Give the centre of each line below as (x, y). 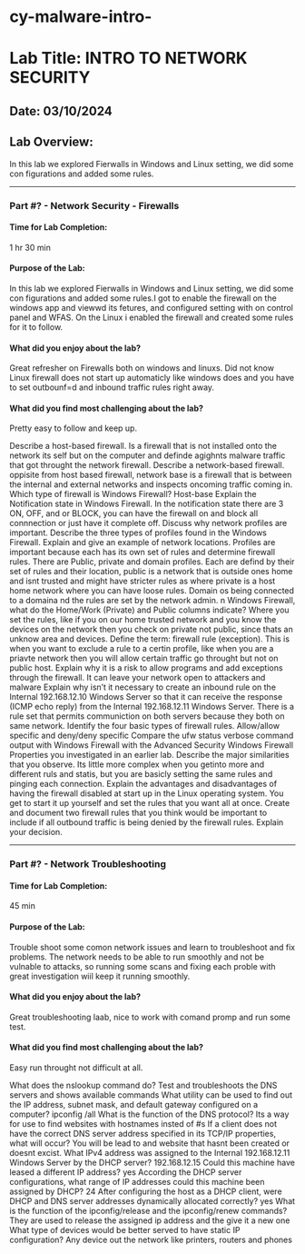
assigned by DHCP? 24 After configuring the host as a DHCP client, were (146, 1191)
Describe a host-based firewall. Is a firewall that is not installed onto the (143, 446)
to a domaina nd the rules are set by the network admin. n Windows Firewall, (152, 601)
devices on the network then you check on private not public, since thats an (151, 630)
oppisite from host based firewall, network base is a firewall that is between (151, 475)
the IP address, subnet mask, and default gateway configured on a (134, 1105)
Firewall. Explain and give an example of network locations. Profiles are (143, 542)
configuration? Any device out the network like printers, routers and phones (151, 1240)
